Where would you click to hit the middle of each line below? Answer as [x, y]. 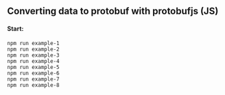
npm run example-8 [33, 85]
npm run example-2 [33, 49]
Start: [15, 28]
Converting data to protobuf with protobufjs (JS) [113, 11]
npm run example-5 [33, 67]
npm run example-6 [33, 73]
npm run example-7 [33, 79]
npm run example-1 [33, 43]
